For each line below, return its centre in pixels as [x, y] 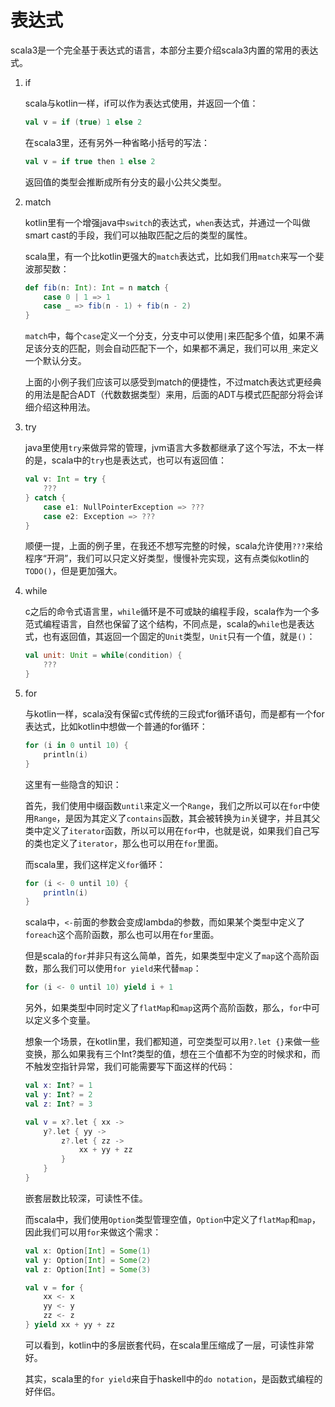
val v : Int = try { [65, 479]
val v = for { [54, 1287]
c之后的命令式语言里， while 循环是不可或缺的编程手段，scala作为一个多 [172, 612]
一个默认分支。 [55, 361]
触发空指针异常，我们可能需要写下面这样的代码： [134, 1067]
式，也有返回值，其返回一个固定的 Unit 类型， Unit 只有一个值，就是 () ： [170, 637]
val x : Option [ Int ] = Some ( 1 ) [88, 1251]
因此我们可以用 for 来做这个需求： [93, 1232]
